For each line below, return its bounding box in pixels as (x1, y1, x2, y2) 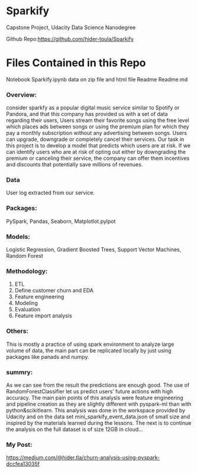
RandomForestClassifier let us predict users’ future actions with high (6, 387, 173, 395)
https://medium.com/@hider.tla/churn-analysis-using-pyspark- (6, 454, 160, 461)
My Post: (6, 440, 33, 449)
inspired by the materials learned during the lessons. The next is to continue (6, 419, 192, 426)
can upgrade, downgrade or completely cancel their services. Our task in (6, 135, 185, 143)
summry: (6, 368, 33, 376)
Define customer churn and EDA (14, 287, 93, 294)
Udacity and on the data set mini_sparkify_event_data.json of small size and (6, 413, 190, 420)
